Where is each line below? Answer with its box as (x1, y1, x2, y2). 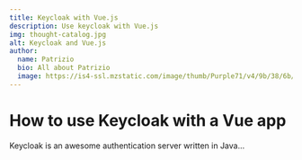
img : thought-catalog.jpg (9, 30, 106, 39)
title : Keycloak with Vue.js (9, 13, 119, 22)
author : (9, 47, 39, 56)
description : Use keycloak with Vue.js (9, 22, 159, 31)
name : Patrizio (17, 55, 75, 64)
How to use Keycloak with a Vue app (9, 110, 287, 130)
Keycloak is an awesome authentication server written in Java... (9, 140, 245, 151)
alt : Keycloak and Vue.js (9, 38, 106, 48)
